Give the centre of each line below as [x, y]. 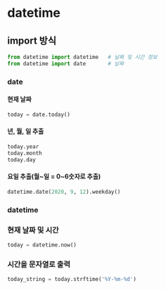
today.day [22, 159]
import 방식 [32, 40]
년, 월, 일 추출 [26, 131]
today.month [25, 153]
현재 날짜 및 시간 [33, 230]
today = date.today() [39, 114]
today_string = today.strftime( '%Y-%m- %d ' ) [72, 279]
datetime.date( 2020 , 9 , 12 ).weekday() [64, 192]
